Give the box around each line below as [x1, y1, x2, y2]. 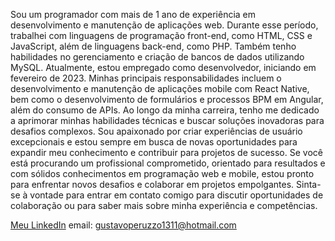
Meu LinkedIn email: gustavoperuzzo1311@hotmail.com [10, 219, 237, 231]
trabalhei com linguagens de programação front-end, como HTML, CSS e [10, 30, 313, 41]
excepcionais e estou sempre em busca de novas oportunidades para [10, 136, 298, 148]
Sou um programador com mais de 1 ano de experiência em [10, 9, 257, 20]
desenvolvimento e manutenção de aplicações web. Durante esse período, [10, 19, 319, 31]
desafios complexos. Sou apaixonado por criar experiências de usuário [10, 125, 303, 137]
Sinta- [296, 179, 322, 190]
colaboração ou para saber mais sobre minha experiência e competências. [10, 200, 318, 211]
